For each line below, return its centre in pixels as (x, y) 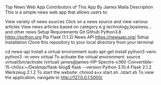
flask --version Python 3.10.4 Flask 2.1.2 (111, 67)
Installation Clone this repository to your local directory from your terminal (79, 42)
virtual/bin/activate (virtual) (32, 62)
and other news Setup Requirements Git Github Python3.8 (63, 32)
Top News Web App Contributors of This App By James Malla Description (79, 7)
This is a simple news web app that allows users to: (57, 12)
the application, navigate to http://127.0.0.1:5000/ (54, 77)
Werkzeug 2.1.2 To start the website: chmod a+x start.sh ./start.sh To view (80, 72)
